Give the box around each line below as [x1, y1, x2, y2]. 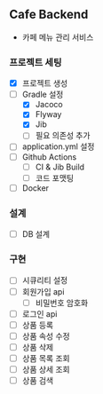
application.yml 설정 [21, 141, 95, 152]
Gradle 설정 [21, 89, 64, 100]
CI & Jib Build [35, 162, 85, 172]
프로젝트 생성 [21, 78, 68, 89]
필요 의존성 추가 [35, 130, 91, 141]
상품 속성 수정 [21, 330, 70, 341]
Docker [21, 182, 50, 193]
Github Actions [21, 151, 77, 162]
